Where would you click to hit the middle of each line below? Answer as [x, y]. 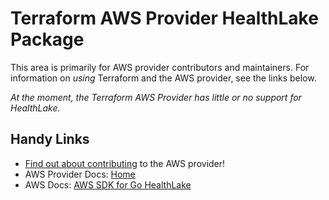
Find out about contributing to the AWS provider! [125, 163]
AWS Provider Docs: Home [80, 174]
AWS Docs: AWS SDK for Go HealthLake [108, 184]
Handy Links [50, 139]
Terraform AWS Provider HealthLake [164, 18]
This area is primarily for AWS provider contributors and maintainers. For [160, 67]
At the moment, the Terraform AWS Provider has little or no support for [156, 97]
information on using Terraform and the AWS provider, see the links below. [163, 78]
